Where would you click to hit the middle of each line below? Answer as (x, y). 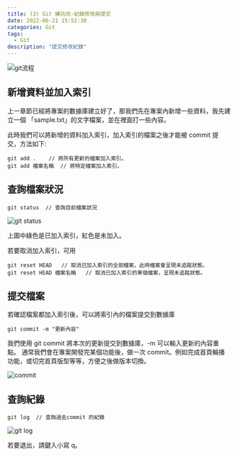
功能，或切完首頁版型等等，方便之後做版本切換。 (79, 361)
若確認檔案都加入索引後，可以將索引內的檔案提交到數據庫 (91, 315)
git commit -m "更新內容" (44, 329)
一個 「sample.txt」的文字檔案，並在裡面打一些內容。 (91, 119)
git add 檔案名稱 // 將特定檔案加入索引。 (65, 166)
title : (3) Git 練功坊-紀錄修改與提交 (59, 14)
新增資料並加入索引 (49, 93)
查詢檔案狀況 (35, 190)
